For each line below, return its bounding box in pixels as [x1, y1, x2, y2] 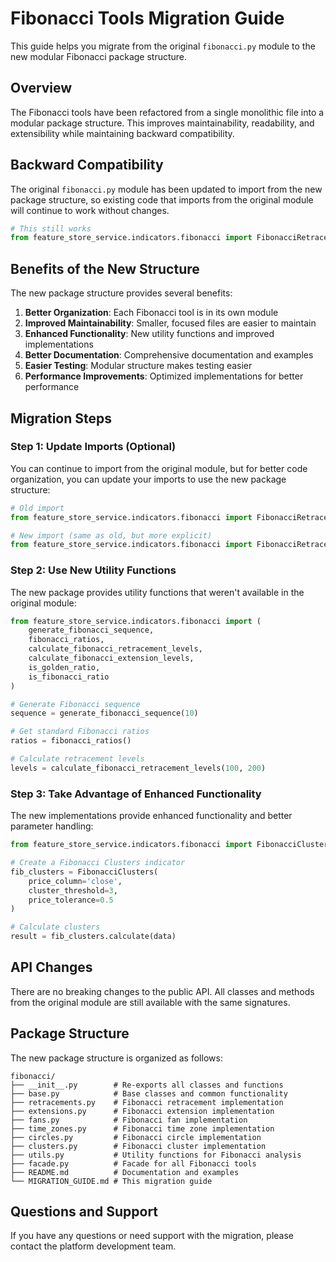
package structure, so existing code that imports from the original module [10, 193, 314, 206]
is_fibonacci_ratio [28, 672, 110, 682]
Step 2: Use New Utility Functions [10, 563, 177, 577]
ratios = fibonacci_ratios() [10, 736, 132, 746]
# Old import [10, 503, 65, 513]
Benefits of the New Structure [10, 260, 200, 277]
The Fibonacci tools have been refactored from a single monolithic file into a [10, 106, 325, 118]
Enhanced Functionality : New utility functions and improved [24, 328, 275, 340]
